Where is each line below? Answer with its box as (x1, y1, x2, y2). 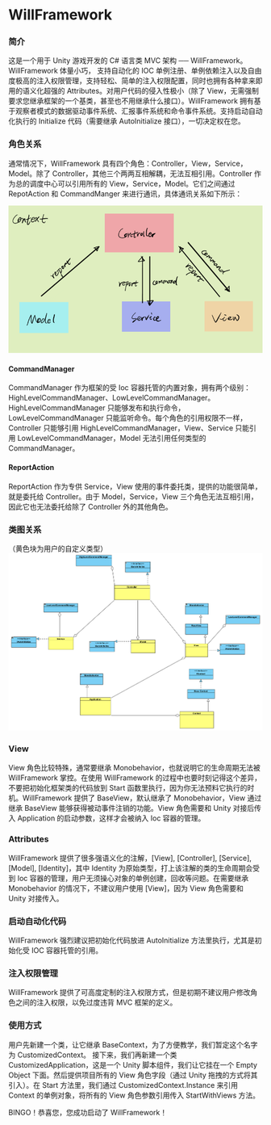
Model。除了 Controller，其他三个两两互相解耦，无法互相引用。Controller (8, 168, 252, 178)
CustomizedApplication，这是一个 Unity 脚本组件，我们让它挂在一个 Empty (8, 1060, 258, 1069)
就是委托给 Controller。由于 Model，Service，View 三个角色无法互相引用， (8, 491, 258, 502)
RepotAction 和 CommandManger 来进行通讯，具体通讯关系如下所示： (8, 188, 243, 199)
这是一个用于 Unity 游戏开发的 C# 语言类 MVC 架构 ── (8, 56, 190, 65)
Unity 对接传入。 (8, 893, 64, 903)
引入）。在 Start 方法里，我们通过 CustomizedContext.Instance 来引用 (8, 1080, 239, 1089)
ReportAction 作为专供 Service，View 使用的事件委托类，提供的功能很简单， (8, 481, 262, 491)
